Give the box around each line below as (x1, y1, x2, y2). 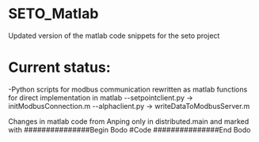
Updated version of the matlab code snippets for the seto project (8, 31, 220, 40)
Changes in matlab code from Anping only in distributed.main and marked (8, 116, 249, 126)
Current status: (8, 58, 111, 77)
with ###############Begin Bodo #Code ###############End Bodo (8, 125, 251, 134)
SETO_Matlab (8, 5, 99, 23)
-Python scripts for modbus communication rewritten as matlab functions (8, 84, 248, 94)
